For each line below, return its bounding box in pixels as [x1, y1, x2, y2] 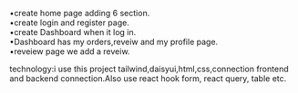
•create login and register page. [9, 17, 129, 28]
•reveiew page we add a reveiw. [9, 46, 130, 57]
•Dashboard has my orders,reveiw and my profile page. [9, 36, 219, 47]
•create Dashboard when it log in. [9, 27, 137, 37]
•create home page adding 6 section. [9, 8, 150, 18]
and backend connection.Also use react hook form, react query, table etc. [9, 73, 287, 84]
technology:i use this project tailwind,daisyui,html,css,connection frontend [9, 63, 289, 74]
